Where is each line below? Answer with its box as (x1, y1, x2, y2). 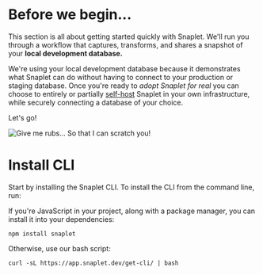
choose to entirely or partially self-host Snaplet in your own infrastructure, (8, 89, 250, 98)
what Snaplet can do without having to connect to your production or (8, 72, 234, 82)
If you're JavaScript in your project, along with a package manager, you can (8, 206, 256, 216)
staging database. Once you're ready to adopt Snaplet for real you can (8, 81, 239, 90)
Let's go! (8, 113, 37, 122)
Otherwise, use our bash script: (8, 243, 111, 253)
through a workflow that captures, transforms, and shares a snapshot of (8, 40, 243, 49)
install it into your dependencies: (8, 214, 115, 223)
